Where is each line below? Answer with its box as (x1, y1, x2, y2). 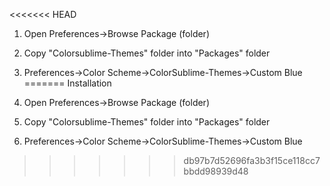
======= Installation (23, 77, 112, 89)
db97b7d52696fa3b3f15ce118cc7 (183, 155, 321, 166)
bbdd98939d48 (183, 165, 249, 177)
